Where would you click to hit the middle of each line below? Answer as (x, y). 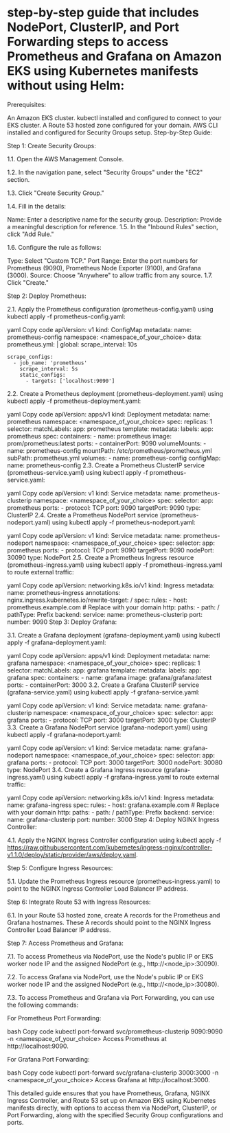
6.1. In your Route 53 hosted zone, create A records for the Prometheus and (114, 915)
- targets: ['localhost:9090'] (70, 381)
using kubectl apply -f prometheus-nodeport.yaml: (124, 522)
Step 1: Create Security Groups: (51, 145)
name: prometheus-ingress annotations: (64, 592)
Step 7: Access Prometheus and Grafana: (65, 943)
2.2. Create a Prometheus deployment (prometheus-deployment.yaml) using (115, 393)
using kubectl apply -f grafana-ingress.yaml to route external (133, 777)
